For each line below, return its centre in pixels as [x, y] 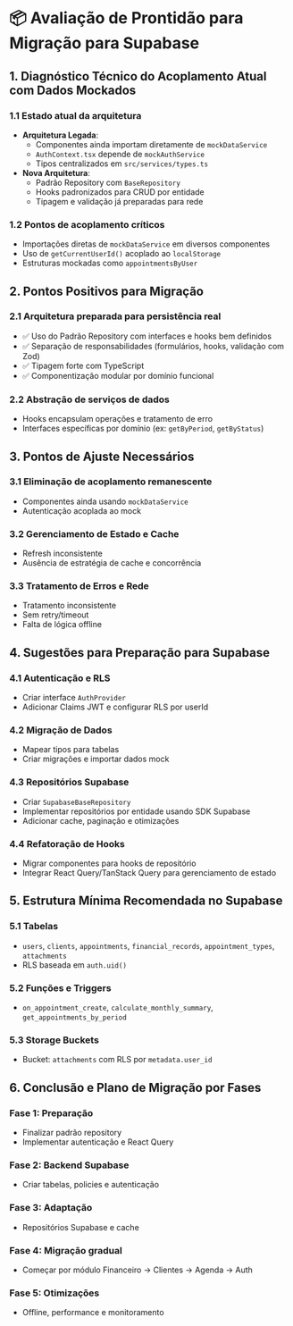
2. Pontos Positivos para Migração [106, 291]
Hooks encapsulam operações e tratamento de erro [117, 419]
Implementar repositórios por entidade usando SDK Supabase [136, 811]
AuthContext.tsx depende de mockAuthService [120, 154]
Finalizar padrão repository [72, 1132]
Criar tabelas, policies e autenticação [90, 1185]
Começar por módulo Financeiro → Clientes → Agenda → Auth [137, 1270]
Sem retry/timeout [55, 615]
